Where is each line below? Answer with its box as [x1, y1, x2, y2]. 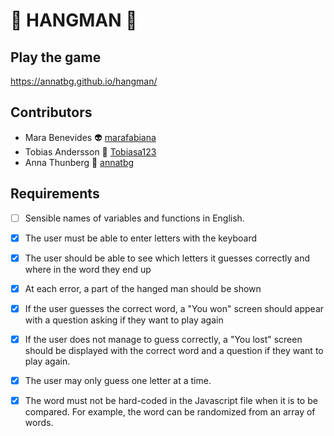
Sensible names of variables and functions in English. [24, 212, 245, 224]
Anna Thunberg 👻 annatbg [24, 156, 135, 168]
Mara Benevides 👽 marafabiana [24, 131, 157, 143]
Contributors [10, 104, 93, 121]
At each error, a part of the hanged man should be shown [24, 282, 262, 294]
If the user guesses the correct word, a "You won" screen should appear [24, 302, 325, 314]
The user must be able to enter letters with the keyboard [24, 232, 258, 244]
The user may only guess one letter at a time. [24, 375, 212, 386]
